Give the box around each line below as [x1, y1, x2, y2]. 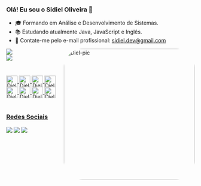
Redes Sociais [6, 113, 48, 121]
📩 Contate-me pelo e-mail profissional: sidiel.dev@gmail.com [14, 37, 166, 44]
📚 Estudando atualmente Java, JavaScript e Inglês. [14, 28, 142, 35]
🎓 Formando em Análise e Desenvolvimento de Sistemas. [14, 19, 159, 26]
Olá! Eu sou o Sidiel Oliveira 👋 [6, 5, 93, 14]
